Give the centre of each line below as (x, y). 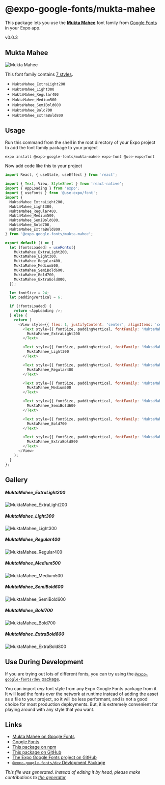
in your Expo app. (23, 28)
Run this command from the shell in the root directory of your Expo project (80, 142)
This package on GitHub (37, 752)
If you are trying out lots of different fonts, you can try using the (69, 673)
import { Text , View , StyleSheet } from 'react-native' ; (65, 184)
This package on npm (34, 747)
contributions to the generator (36, 778)
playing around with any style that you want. (50, 709)
